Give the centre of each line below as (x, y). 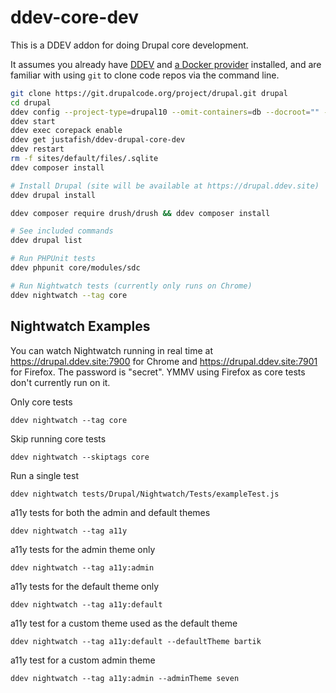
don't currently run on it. (60, 382)
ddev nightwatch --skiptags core (80, 457)
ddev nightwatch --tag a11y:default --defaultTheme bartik (136, 641)
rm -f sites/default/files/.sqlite (84, 159)
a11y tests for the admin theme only (83, 549)
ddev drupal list (46, 241)
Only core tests (41, 402)
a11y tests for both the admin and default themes (110, 512)
